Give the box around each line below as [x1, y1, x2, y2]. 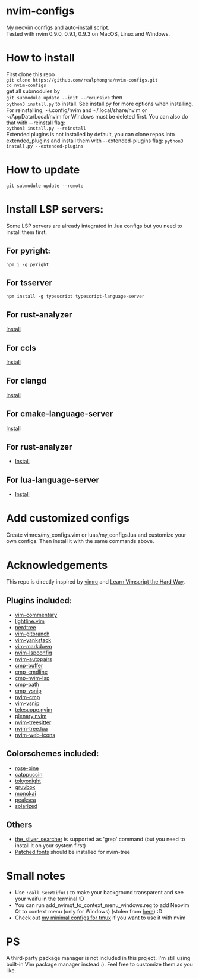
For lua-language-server [6, 475, 100, 485]
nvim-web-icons [14, 731, 55, 738]
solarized [14, 802, 37, 809]
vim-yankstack [14, 636, 52, 644]
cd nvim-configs [6, 82, 46, 88]
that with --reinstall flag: [6, 119, 65, 126]
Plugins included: [6, 595, 72, 606]
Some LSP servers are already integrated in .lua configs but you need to [6, 222, 182, 229]
